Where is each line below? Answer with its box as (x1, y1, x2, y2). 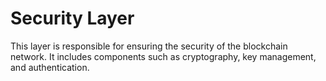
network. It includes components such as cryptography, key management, (10, 50, 317, 62)
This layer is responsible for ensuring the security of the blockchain (10, 40, 288, 52)
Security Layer (10, 7, 135, 30)
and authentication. (10, 61, 90, 73)
